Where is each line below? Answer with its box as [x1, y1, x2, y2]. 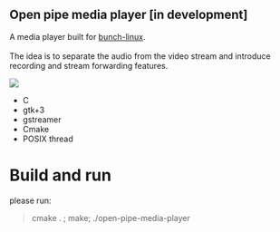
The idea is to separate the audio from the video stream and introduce [9, 50, 271, 62]
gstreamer [22, 113, 62, 125]
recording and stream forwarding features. [9, 60, 169, 71]
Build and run [9, 165, 111, 185]
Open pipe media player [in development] [9, 7, 248, 23]
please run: [9, 195, 52, 206]
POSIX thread [22, 133, 74, 144]
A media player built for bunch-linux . [9, 31, 146, 42]
